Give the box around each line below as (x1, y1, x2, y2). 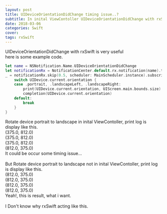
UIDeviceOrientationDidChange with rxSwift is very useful (5, 48, 124, 55)
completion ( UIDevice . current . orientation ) (23, 91, 112, 96)
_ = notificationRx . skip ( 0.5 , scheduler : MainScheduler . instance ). (5, 72, 148, 77)
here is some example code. (5, 54, 63, 60)
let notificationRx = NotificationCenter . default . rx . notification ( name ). (5, 68, 162, 73)
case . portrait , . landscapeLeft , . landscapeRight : (14, 82, 121, 87)
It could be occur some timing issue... (5, 150, 82, 156)
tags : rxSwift (5, 35, 35, 40)
